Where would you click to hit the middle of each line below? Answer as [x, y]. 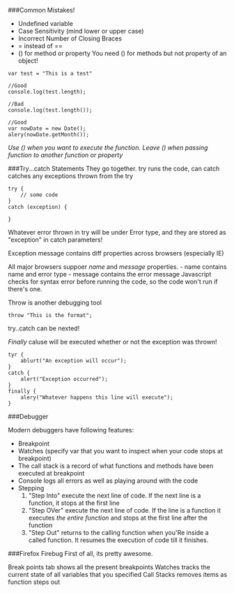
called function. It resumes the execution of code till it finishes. [118, 540]
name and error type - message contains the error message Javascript [110, 274]
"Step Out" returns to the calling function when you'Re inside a [118, 533]
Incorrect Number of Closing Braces [70, 38]
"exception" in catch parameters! [55, 240]
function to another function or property [65, 155]
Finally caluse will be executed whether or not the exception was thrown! [113, 342]
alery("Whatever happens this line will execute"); [97, 397]
